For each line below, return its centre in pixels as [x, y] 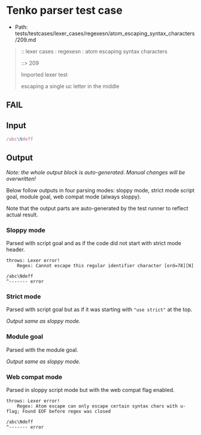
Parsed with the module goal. [42, 350]
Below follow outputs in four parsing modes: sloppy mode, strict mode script [100, 190]
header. [16, 250]
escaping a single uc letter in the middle [70, 86]
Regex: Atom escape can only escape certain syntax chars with [98, 406]
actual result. [22, 215]
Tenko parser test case [64, 10]
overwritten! [21, 179]
